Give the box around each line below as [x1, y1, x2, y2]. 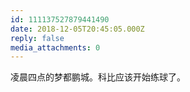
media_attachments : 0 [10, 42, 101, 53]
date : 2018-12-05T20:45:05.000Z [10, 24, 145, 34]
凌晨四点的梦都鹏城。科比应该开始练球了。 [10, 71, 186, 83]
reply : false [10, 33, 65, 43]
